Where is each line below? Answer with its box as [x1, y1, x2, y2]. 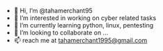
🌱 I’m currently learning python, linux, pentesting [13, 21, 154, 29]
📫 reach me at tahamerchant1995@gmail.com [13, 37, 148, 44]
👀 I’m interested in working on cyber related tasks [13, 14, 157, 22]
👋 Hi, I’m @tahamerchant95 [13, 7, 93, 14]
